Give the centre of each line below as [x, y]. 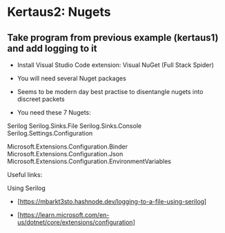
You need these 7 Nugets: [54, 112]
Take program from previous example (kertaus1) [113, 38]
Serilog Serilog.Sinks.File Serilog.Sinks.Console [75, 126]
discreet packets [41, 99]
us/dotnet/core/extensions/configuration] [76, 222]
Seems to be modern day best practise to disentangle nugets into [110, 92]
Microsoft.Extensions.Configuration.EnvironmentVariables [89, 161]
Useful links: [25, 175]
